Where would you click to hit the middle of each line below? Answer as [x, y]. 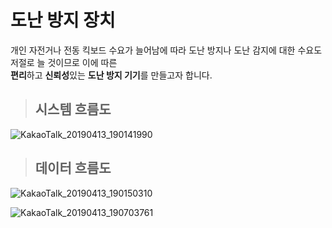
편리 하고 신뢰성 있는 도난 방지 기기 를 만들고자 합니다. [111, 75]
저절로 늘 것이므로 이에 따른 [64, 62]
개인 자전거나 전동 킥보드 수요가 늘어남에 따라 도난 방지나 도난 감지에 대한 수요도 [166, 50]
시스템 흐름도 [73, 109]
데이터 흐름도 [73, 168]
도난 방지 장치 [63, 20]
